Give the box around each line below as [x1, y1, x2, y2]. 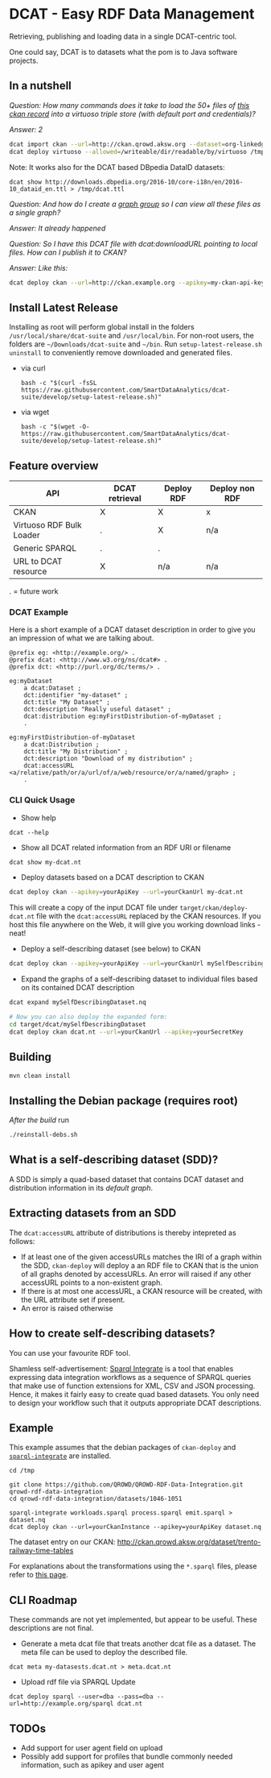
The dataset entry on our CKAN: [9, 1537, 116, 1547]
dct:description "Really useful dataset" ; [23, 706, 172, 714]
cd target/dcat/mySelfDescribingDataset [9, 1020, 147, 1028]
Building [9, 1051, 51, 1064]
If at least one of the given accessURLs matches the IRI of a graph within [20, 1252, 262, 1262]
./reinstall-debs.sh [9, 1131, 79, 1139]
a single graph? [9, 207, 61, 218]
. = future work [9, 586, 59, 596]
